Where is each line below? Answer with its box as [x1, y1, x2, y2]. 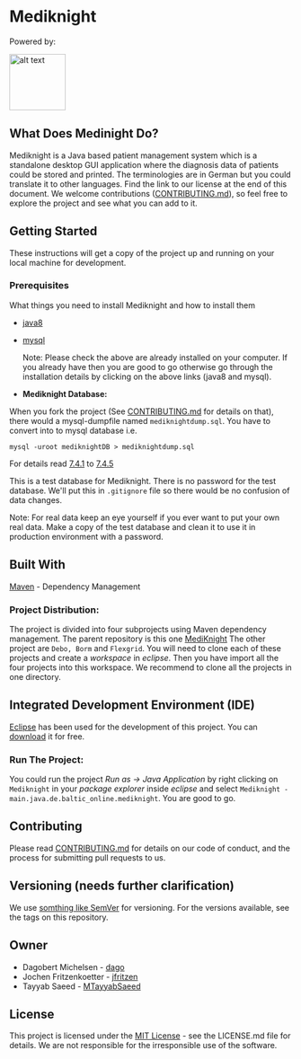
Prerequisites [9, 279, 69, 292]
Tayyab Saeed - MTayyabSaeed [22, 981, 141, 992]
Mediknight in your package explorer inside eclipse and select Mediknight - [9, 783, 289, 794]
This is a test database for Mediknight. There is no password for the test [9, 475, 277, 486]
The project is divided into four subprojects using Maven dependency [9, 623, 267, 634]
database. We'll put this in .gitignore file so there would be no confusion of [9, 485, 290, 496]
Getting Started [9, 224, 98, 239]
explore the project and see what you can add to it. [9, 198, 198, 208]
